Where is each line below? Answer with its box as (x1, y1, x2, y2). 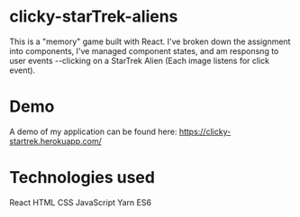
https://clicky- (178, 126, 232, 137)
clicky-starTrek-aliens (9, 6, 178, 27)
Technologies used (9, 167, 156, 188)
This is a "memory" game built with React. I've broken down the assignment (9, 36, 291, 47)
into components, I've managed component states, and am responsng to (9, 45, 279, 56)
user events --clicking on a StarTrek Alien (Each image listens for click (9, 55, 270, 66)
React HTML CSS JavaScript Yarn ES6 (9, 196, 151, 208)
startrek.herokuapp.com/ (9, 135, 102, 146)
